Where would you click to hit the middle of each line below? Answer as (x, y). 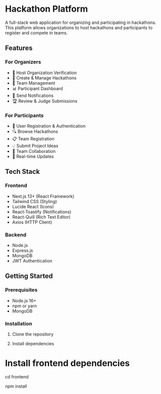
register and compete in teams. (36, 33)
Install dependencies (33, 343)
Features (19, 48)
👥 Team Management (33, 83)
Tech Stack (22, 172)
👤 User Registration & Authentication (49, 126)
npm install (16, 386)
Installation (19, 323)
